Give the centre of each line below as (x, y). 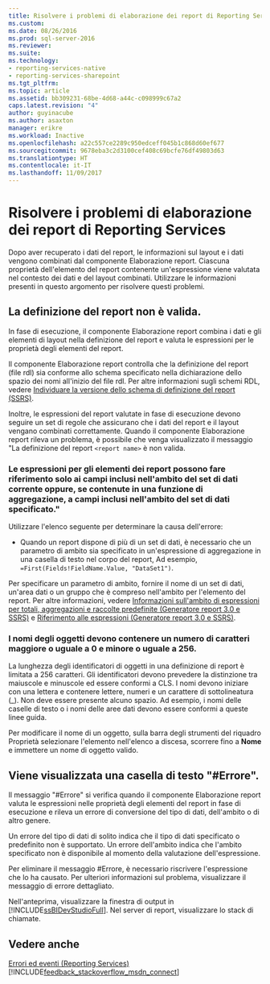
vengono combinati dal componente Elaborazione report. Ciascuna (119, 260)
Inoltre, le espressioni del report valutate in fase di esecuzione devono (125, 413)
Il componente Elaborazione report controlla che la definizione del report (129, 364)
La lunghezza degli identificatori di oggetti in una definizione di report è (127, 666)
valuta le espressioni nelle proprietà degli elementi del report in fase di (125, 804)
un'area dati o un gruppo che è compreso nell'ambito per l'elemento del (127, 592)
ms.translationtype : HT (48, 158)
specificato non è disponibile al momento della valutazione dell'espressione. (135, 854)
